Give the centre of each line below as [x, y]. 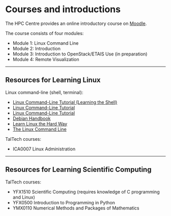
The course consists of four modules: [45, 33]
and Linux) [24, 197]
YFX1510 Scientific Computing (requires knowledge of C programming [86, 192]
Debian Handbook [32, 118]
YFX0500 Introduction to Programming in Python [64, 202]
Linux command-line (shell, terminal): [44, 92]
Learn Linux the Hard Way [40, 124]
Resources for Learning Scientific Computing [78, 169]
